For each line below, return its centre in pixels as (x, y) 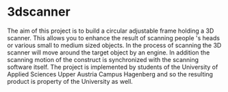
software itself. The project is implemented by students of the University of (113, 67)
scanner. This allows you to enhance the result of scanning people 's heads (114, 37)
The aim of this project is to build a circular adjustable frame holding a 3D (111, 31)
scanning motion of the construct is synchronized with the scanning (103, 59)
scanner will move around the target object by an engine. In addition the (109, 52)
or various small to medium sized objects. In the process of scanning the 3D (114, 45)
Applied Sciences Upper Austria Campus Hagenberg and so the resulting (110, 74)
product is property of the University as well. (70, 81)
